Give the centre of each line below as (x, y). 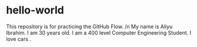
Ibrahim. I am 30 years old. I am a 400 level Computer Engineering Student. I (99, 32)
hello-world (35, 10)
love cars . (19, 39)
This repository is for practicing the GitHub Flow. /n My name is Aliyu (89, 26)
